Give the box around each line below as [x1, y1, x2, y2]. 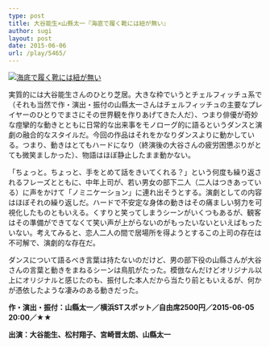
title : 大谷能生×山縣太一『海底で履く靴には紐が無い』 [8, 19, 169, 27]
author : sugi [8, 27, 52, 35]
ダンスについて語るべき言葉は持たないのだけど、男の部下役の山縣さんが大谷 [8, 255, 262, 265]
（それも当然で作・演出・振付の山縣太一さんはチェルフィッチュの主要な [8, 100, 248, 109]
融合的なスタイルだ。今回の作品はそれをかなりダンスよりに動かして [22, 130, 248, 140]
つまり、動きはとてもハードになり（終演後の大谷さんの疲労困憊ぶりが [22, 140, 255, 149]
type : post [8, 11, 45, 20]
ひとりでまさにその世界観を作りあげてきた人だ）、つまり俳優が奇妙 [35, 110, 259, 119]
